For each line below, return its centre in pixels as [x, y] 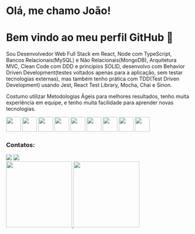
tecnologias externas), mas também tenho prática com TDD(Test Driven [93, 79]
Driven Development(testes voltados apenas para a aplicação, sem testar [95, 73]
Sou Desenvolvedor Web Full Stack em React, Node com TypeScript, [89, 54]
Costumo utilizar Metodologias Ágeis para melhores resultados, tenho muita [97, 96]
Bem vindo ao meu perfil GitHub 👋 [90, 38]
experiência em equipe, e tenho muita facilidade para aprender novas [90, 103]
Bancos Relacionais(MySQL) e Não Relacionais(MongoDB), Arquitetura [91, 60]
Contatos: [20, 145]
